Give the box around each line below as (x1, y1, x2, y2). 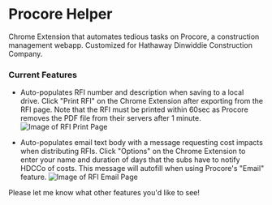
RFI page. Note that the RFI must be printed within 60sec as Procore (19, 105, 249, 114)
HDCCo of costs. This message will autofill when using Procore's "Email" (19, 164, 265, 173)
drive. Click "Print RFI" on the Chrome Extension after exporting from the (19, 96, 264, 106)
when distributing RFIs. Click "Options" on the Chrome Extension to (19, 147, 246, 156)
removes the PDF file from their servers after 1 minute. (19, 113, 201, 123)
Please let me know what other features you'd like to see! (8, 188, 201, 198)
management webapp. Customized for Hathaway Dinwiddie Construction (8, 40, 253, 49)
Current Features (8, 69, 78, 80)
